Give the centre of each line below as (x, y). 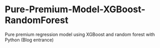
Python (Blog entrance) (29, 40)
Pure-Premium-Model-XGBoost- (75, 9)
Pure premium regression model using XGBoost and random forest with (80, 34)
